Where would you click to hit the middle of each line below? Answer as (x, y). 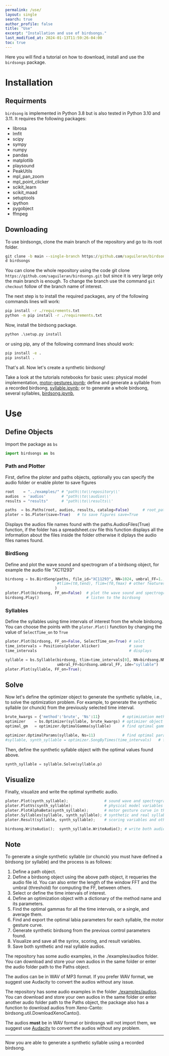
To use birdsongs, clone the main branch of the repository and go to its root (84, 241)
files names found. (24, 541)
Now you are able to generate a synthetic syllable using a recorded (75, 1043)
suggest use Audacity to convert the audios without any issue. (70, 982)
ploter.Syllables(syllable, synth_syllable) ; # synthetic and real (77, 815)
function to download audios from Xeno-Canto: (54, 1008)
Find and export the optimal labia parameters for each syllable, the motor (88, 920)
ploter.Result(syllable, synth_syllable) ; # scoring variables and (81, 820)
